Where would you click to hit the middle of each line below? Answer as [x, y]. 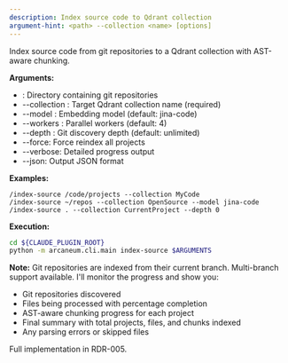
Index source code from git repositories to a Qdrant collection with [131, 51]
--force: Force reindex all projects [84, 142]
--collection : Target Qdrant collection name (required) [121, 104]
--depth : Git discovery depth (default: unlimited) [111, 132]
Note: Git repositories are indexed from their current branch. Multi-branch [144, 268]
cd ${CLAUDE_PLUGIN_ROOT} [57, 242]
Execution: [30, 226]
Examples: [29, 178]
